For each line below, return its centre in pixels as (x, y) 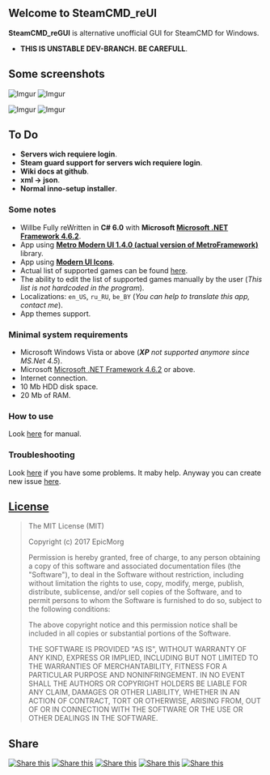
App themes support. (55, 313)
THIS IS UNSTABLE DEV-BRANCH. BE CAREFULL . (104, 49)
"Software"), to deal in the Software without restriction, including (136, 575)
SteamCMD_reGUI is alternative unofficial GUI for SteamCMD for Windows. (134, 32)
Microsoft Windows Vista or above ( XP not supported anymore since (135, 353)
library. (32, 253)
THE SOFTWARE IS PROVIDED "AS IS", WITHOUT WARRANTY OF (137, 649)
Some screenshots (57, 74)
